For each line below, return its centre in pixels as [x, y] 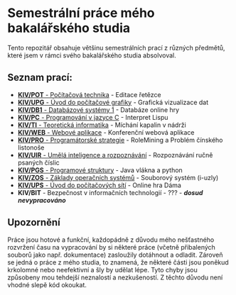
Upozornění [34, 222]
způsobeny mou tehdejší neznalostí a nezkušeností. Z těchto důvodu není [115, 277]
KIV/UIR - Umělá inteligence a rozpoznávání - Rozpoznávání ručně [115, 155]
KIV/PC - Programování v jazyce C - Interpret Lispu [93, 117]
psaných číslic [39, 162]
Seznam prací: [40, 78]
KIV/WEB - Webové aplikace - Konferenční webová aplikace [106, 132]
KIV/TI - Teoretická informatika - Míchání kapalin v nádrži [102, 125]
